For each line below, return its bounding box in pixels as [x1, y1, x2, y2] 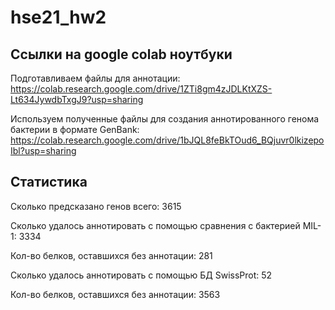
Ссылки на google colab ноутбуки [10, 46, 233, 63]
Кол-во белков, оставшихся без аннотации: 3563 [10, 288, 221, 300]
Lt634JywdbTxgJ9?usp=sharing [10, 94, 144, 105]
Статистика [10, 174, 88, 191]
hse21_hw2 [10, 6, 107, 29]
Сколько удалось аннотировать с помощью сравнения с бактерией [10, 219, 301, 231]
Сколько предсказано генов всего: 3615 [10, 200, 182, 212]
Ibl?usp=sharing [10, 145, 77, 156]
